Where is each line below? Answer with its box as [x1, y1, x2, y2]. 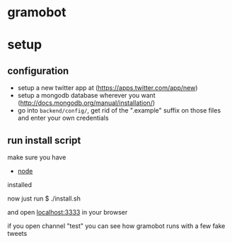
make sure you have [7, 153, 66, 162]
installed [7, 181, 33, 188]
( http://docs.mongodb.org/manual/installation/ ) [17, 98, 156, 107]
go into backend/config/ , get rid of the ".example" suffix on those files [17, 106, 221, 115]
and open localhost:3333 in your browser [7, 208, 128, 216]
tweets [7, 230, 28, 237]
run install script [7, 134, 81, 146]
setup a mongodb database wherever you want [17, 91, 156, 100]
